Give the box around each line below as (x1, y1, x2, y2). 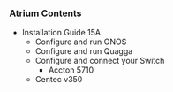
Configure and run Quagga (34, 46, 133, 57)
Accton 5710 (48, 65, 94, 75)
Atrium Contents (9, 7, 82, 19)
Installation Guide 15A (21, 27, 102, 38)
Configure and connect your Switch (34, 56, 165, 66)
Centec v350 (34, 74, 83, 85)
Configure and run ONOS (34, 36, 127, 47)
